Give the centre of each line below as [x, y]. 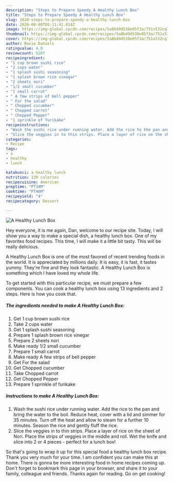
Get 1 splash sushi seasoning [44, 329]
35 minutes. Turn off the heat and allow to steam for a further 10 [81, 420]
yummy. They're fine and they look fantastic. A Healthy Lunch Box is [78, 267]
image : [13, 29]
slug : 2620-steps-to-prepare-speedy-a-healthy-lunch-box [68, 20]
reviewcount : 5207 [25, 53]
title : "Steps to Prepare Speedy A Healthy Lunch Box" [66, 15]
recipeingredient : [25, 58]
